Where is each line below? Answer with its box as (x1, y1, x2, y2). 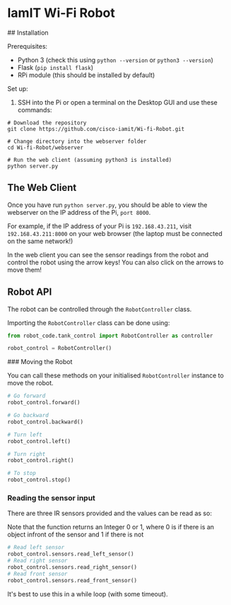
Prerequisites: (7, 42, 48, 50)
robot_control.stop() (7, 476, 71, 483)
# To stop (7, 470, 37, 477)
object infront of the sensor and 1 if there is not (7, 530, 144, 539)
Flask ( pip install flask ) (17, 63, 94, 71)
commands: (17, 105, 52, 114)
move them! (7, 265, 42, 274)
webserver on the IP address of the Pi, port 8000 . (7, 208, 151, 216)
